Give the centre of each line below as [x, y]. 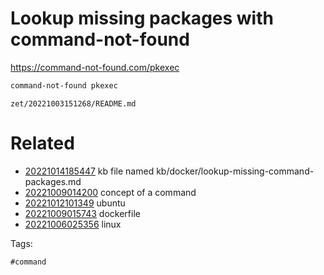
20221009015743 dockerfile [82, 213]
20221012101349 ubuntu [75, 203]
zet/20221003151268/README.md [73, 103]
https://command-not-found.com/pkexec [95, 67]
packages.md [53, 181]
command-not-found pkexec [64, 85]
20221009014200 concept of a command [110, 192]
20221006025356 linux [73, 224]
